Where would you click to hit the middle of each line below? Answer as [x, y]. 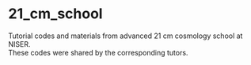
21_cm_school [55, 14]
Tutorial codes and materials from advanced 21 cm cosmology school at [125, 36]
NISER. [19, 44]
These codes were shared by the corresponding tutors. [98, 52]
